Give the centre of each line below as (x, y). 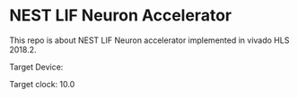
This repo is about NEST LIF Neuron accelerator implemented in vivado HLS (149, 40)
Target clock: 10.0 (42, 84)
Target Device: (36, 67)
